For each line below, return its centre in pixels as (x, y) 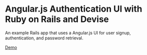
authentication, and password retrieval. (44, 38)
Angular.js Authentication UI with (74, 9)
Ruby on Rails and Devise (57, 19)
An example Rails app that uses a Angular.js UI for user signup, (68, 33)
